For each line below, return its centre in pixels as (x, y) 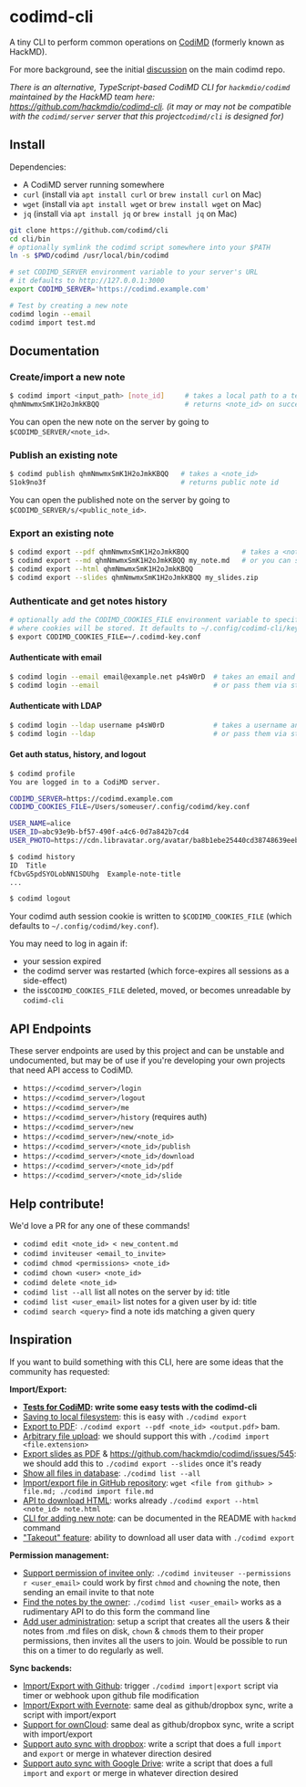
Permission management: (59, 1555)
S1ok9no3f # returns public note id (144, 483)
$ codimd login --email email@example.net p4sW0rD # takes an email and (153, 677)
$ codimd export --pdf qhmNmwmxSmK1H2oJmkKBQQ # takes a (144, 552)
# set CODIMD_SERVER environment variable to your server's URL (134, 272)
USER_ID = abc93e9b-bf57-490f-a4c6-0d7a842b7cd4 (99, 832)
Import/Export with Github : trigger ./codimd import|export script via (150, 1686)
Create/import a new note (67, 377)
